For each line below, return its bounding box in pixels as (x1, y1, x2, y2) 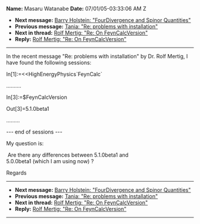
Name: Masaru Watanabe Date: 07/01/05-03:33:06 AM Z (6, 5, 147, 12)
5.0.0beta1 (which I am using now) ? (6, 158, 94, 164)
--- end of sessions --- (6, 128, 62, 135)
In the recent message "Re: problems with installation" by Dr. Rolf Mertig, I (6, 53, 188, 60)
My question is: (6, 140, 44, 147)
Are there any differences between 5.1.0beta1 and (7, 151, 129, 158)
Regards (6, 169, 27, 176)
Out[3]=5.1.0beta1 (6, 105, 49, 112)
